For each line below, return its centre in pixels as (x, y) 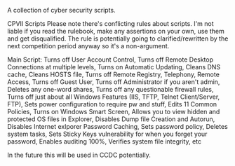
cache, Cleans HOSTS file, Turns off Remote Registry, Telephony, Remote (113, 74)
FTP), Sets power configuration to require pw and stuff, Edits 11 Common (112, 104)
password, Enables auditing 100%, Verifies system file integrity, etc (105, 141)
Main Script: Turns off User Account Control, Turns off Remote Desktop (110, 60)
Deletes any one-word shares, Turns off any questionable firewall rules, (110, 89)
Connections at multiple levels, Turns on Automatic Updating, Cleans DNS (114, 67)
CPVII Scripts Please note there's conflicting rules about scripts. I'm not (110, 23)
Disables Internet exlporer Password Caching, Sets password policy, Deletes (117, 126)
